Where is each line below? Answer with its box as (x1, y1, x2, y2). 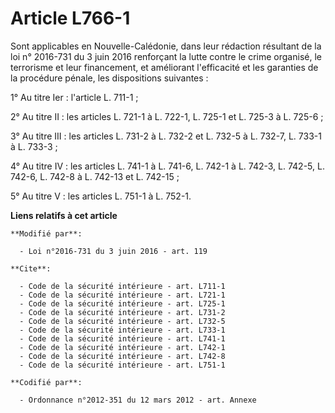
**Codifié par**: (10, 377, 83, 387)
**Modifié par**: (10, 228, 83, 239)
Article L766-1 (10, 7, 131, 30)
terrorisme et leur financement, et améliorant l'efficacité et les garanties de (10, 61, 319, 73)
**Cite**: (10, 263, 52, 274)
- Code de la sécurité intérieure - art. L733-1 (19, 325, 226, 335)
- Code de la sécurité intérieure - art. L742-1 (19, 342, 226, 352)
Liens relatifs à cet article (10, 209, 118, 221)
